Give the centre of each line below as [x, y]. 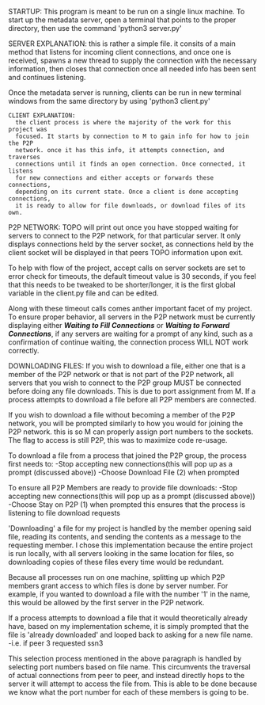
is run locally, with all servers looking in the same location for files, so [121, 553]
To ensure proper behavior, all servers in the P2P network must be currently [132, 317]
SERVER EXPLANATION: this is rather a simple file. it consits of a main [122, 44]
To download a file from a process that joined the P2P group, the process [127, 455]
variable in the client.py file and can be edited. [83, 293]
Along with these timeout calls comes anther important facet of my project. [131, 309]
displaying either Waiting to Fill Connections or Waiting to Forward [119, 325]
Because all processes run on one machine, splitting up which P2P [117, 577]
